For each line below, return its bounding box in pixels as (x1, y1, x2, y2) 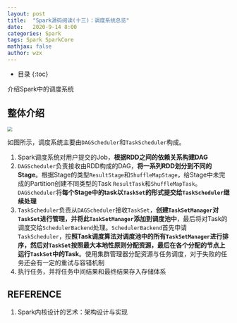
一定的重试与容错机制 (42, 258, 104, 267)
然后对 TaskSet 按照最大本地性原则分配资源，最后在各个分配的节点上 (30, 241, 226, 250)
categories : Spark (7, 30, 61, 37)
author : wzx (7, 50, 42, 57)
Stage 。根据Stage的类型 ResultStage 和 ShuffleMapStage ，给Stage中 (17, 170, 214, 179)
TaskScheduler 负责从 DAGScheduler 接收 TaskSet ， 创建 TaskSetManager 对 (17, 205, 219, 215)
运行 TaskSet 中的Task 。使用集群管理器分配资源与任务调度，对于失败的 (17, 250, 221, 258)
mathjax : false (7, 43, 52, 50)
